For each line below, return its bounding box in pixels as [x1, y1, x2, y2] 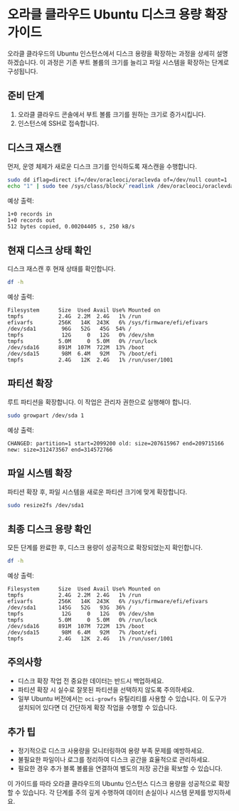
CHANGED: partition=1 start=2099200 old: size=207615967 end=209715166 [7, 440, 224, 447]
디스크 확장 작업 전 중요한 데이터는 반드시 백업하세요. [17, 677, 164, 685]
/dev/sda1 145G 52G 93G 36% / [7, 604, 132, 612]
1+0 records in [7, 211, 53, 218]
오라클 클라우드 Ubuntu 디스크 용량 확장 [7, 6, 228, 23]
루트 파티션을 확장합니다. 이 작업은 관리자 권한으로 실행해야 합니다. [7, 398, 192, 406]
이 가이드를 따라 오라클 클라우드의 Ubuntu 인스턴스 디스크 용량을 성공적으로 [7, 779, 217, 788]
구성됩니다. [7, 67, 38, 75]
